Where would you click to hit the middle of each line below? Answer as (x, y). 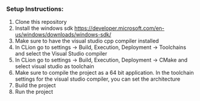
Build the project (35, 85)
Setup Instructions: (35, 9)
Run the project (34, 92)
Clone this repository (41, 22)
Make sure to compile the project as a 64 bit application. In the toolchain (104, 73)
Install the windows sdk (44, 28)
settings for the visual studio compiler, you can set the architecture (98, 79)
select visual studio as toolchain (54, 66)
